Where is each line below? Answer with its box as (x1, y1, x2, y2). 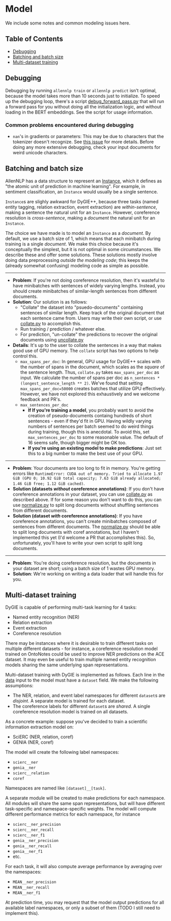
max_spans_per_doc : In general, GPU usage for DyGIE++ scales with (20, 358, 161, 364)
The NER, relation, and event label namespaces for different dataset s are (12, 692, 166, 698)
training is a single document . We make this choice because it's (5, 240, 139, 247)
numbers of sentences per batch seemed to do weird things (27, 423, 154, 429)
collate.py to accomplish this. (20, 320, 82, 327)
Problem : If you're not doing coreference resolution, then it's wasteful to (12, 277, 165, 283)
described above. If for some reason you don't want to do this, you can (12, 496, 162, 502)
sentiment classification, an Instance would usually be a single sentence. (5, 188, 158, 195)
